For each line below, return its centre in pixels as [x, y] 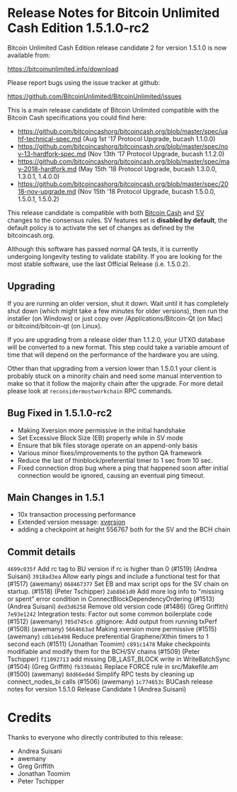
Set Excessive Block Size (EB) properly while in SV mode [100, 437]
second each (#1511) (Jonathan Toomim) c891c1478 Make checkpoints [109, 644]
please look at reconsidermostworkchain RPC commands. [90, 391]
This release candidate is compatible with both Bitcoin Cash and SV [106, 212]
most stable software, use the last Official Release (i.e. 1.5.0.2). [99, 264]
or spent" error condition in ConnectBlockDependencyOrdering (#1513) [111, 599]
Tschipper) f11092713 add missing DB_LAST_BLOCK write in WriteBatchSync [119, 659]
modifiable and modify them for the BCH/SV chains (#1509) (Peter [104, 652]
